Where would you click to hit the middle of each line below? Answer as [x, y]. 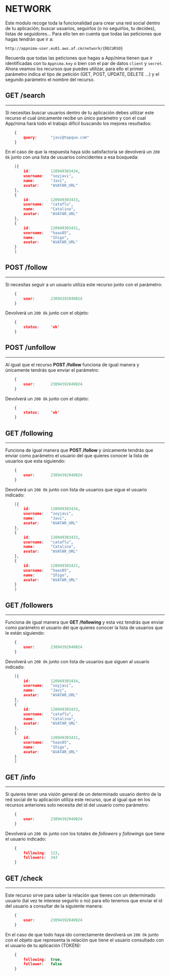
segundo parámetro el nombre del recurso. [50, 79]
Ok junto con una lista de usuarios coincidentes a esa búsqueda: [72, 157]
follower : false [43, 964]
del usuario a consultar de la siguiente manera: [54, 906]
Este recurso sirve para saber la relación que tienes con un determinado [80, 895]
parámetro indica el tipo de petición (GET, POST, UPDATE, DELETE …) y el [82, 74]
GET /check [24, 878]
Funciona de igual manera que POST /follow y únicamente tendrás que [79, 450]
